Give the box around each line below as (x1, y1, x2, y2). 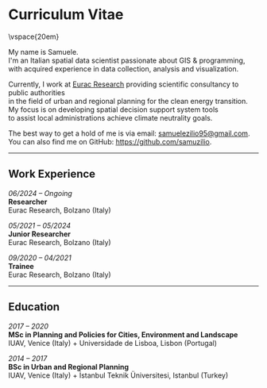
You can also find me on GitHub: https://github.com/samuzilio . (8, 136, 212, 146)
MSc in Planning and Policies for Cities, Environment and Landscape (8, 329, 238, 339)
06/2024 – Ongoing (8, 188, 73, 198)
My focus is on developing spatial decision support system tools (8, 105, 219, 114)
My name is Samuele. (8, 47, 79, 56)
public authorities (8, 87, 65, 97)
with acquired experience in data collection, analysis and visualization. (8, 63, 239, 73)
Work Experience (8, 167, 96, 181)
